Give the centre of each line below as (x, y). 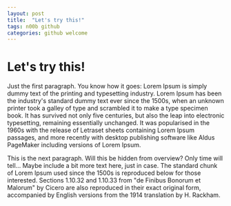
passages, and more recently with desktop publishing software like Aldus (111, 138)
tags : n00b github (33, 26)
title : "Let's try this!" (46, 20)
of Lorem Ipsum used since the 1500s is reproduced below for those (104, 173)
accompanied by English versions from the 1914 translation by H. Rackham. (114, 195)
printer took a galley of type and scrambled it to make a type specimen (108, 109)
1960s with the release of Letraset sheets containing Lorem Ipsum (101, 130)
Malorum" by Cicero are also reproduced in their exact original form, (104, 188)
